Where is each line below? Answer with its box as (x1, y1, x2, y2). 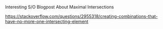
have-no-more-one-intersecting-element (5, 19, 89, 24)
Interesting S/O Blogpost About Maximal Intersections (5, 4, 114, 10)
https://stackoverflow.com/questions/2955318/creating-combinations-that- (5, 14, 158, 19)
